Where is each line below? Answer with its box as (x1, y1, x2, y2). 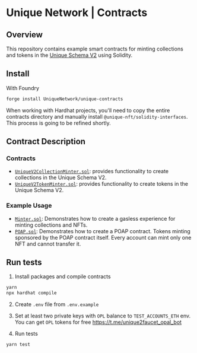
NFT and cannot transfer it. (14, 240, 81, 247)
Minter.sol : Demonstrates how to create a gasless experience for (14, 215, 176, 222)
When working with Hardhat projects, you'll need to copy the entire (6, 107, 170, 114)
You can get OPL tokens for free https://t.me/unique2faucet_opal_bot (14, 319, 182, 326)
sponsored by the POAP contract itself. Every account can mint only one (14, 234, 192, 241)
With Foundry (6, 84, 40, 91)
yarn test (6, 342, 31, 348)
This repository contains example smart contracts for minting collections (6, 45, 184, 52)
